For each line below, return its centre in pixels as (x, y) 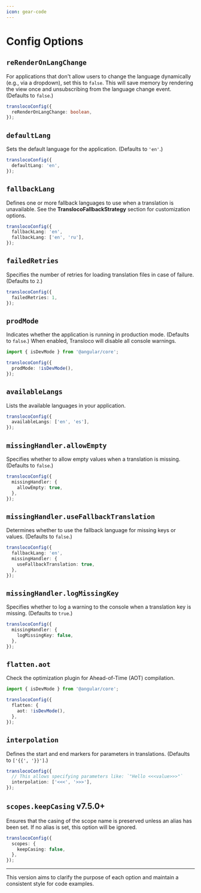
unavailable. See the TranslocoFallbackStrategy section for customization (98, 209)
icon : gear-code (26, 12)
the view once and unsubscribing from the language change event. (89, 89)
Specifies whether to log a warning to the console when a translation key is (99, 607)
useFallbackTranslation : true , (56, 564)
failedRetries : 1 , (35, 297)
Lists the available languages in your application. (66, 405)
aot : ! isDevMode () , (41, 711)
